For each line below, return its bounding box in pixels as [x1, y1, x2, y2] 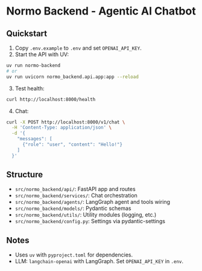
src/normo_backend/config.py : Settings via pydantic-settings [14, 218, 166, 225]
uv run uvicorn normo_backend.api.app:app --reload [6, 74, 139, 80]
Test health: [14, 85, 45, 92]
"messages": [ [17, 136, 52, 142]
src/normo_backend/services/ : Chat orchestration [14, 192, 137, 199]
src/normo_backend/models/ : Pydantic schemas [14, 204, 131, 212]
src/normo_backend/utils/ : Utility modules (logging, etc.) [14, 211, 157, 218]
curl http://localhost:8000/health [6, 96, 96, 102]
